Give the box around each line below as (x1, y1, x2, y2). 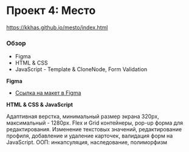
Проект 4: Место (6, 4, 96, 18)
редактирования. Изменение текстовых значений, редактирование (6, 126, 182, 133)
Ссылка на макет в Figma (15, 89, 81, 97)
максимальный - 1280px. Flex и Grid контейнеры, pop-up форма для (6, 119, 184, 126)
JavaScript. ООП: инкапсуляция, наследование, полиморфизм (6, 139, 168, 146)
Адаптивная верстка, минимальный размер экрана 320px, (6, 113, 159, 120)
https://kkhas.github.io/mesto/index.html (6, 24, 108, 31)
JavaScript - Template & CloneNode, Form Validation (15, 66, 148, 73)
